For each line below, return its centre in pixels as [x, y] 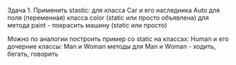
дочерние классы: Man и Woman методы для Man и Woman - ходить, [112, 46]
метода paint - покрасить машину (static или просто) [87, 25]
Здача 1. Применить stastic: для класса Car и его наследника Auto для [114, 10]
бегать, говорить [33, 54]
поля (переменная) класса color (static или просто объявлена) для [108, 18]
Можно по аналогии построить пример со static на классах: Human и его [118, 39]
